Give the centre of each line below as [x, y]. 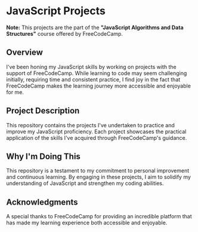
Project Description [43, 111]
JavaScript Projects [56, 11]
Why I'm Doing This [43, 156]
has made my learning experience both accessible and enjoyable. [87, 223]
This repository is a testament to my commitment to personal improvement [98, 171]
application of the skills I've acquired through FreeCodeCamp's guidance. [97, 137]
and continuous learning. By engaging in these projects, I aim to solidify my [98, 177]
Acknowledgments [42, 202]
